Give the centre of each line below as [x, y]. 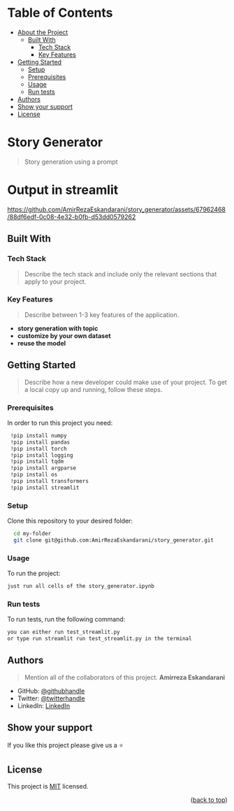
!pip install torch [39, 449]
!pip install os [34, 475]
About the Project [43, 32]
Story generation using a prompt [71, 162]
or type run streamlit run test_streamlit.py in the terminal [100, 639]
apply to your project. [55, 281]
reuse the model [42, 343]
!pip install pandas [40, 442]
